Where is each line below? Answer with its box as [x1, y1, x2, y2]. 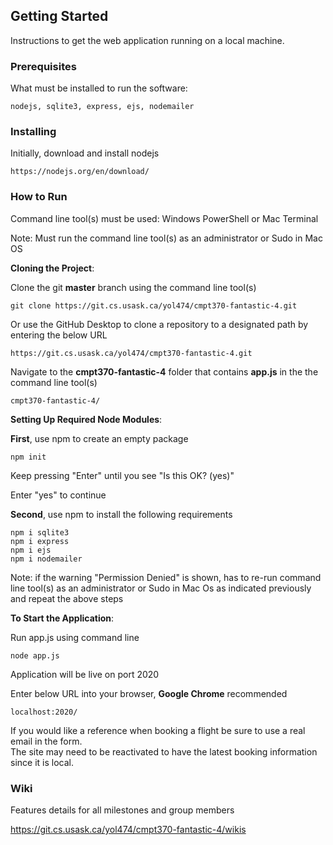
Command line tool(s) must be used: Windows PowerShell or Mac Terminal [10, 212, 319, 224]
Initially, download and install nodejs [10, 147, 160, 159]
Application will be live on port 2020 [10, 668, 160, 680]
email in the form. [10, 735, 83, 747]
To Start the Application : [10, 612, 115, 624]
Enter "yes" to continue [10, 489, 107, 501]
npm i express [10, 536, 70, 546]
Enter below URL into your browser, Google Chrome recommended [10, 687, 288, 699]
